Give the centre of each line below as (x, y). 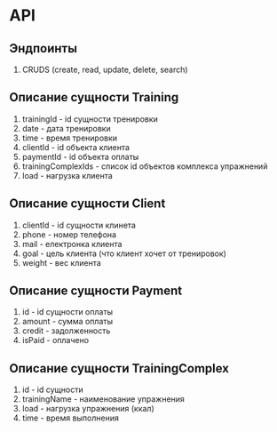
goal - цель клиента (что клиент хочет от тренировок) (124, 253)
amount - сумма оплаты (67, 322)
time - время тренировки (70, 138)
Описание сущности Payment (96, 291)
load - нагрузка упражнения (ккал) (88, 409)
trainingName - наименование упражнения (103, 399)
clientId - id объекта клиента (76, 147)
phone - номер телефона (69, 234)
